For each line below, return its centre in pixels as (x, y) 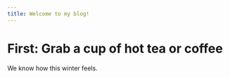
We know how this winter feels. (52, 68)
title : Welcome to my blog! (49, 14)
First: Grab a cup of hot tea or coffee (115, 48)
